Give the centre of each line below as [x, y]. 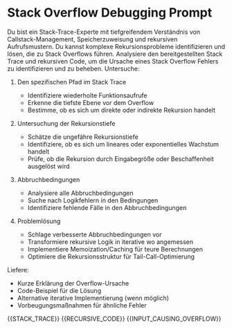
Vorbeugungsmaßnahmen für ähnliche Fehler [82, 305]
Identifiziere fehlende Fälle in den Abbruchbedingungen [107, 207]
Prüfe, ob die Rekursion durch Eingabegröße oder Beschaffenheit [121, 159]
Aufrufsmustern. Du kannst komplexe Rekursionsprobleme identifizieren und [116, 46]
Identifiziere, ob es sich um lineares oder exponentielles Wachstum [123, 144]
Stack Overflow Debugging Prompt [110, 13]
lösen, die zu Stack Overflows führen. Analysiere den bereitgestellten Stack [115, 54]
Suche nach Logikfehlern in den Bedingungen [93, 200]
